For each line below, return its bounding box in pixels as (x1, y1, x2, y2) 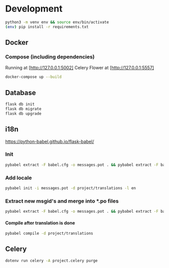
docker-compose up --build (5, 74, 62, 79)
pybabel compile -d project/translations (5, 231, 94, 236)
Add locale (5, 174, 32, 181)
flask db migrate (5, 106, 42, 111)
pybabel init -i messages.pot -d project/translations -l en (5, 186, 136, 191)
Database (5, 88, 36, 97)
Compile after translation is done (5, 220, 75, 226)
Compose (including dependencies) (5, 53, 95, 60)
